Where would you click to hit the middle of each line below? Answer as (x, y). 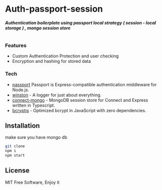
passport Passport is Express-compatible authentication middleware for (84, 84)
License (17, 171)
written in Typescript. (33, 105)
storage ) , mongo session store (38, 28)
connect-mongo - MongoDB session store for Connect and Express (80, 100)
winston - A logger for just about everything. (57, 95)
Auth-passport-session (54, 9)
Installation (22, 126)
